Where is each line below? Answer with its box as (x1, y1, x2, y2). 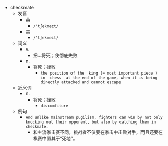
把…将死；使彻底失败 (33, 52, 78, 58)
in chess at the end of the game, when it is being (40, 75, 158, 80)
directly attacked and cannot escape (40, 80, 121, 85)
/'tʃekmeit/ (33, 35, 59, 40)
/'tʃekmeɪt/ (33, 23, 59, 29)
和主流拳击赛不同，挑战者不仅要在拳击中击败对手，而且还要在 (33, 129, 163, 135)
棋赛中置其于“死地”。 (33, 135, 78, 141)
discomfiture (40, 103, 68, 108)
